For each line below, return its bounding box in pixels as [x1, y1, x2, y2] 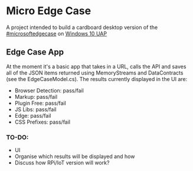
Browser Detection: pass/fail [14, 87, 84, 94]
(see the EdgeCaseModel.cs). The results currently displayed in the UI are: [6, 75, 188, 82]
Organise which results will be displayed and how [14, 153, 135, 160]
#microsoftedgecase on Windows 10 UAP [6, 30, 107, 37]
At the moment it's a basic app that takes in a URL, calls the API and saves [6, 63, 187, 70]
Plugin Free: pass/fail [14, 99, 66, 107]
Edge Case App [6, 47, 64, 57]
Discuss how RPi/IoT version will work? [14, 159, 110, 166]
